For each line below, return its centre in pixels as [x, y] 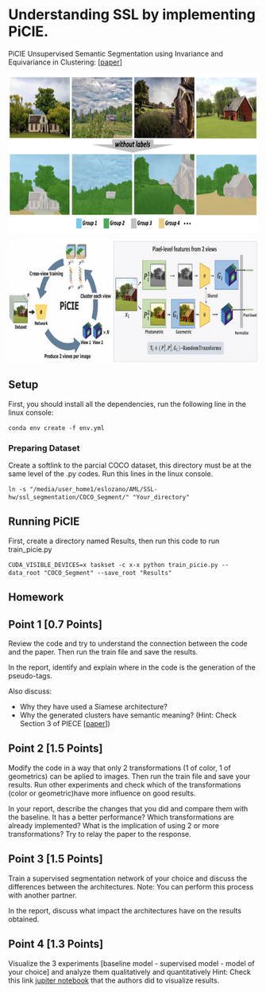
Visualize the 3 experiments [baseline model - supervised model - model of [132, 963]
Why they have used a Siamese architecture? [94, 707]
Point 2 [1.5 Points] [56, 749]
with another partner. [42, 895]
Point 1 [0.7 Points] [56, 624]
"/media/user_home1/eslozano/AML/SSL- [93, 490]
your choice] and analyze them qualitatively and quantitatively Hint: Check [130, 971]
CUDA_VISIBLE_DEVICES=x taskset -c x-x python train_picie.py [113, 565]
